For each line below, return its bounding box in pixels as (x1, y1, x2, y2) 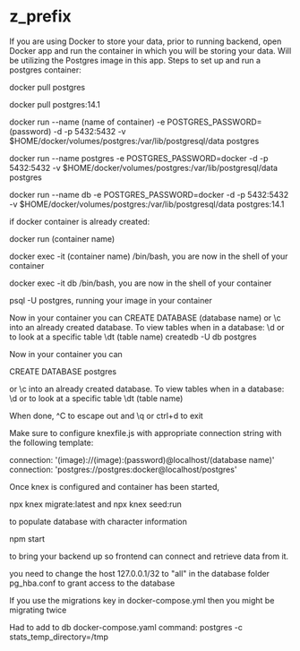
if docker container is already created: (9, 216, 150, 227)
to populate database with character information (9, 516, 188, 527)
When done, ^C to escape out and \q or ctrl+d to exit (9, 410, 203, 421)
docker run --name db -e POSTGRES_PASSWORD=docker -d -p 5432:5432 (9, 189, 289, 200)
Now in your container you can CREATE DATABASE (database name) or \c (9, 312, 282, 323)
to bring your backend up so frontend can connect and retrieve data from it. (9, 551, 289, 561)
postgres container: (9, 64, 82, 75)
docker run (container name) (9, 233, 116, 244)
